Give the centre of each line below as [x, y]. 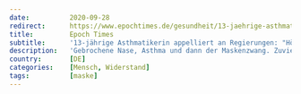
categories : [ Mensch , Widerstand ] [80, 68]
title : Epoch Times [62, 34]
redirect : [28, 26]
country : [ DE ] [48, 59]
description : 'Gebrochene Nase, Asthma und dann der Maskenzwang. [140, 51]
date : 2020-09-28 [60, 17]
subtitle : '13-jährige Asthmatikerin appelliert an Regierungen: [144, 43]
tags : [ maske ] [54, 76]
